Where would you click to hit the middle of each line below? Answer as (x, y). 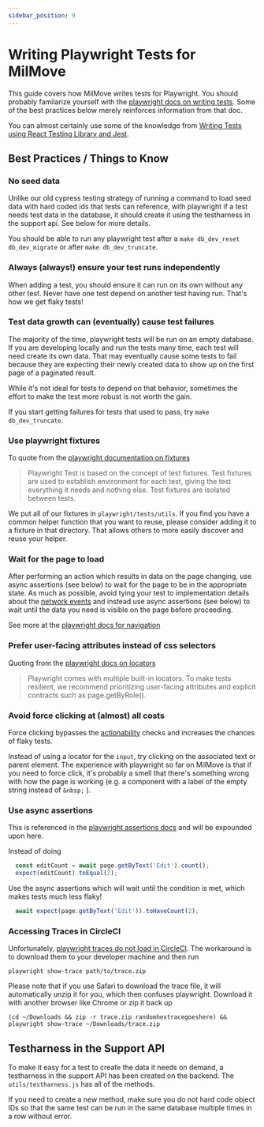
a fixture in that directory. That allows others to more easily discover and (126, 531)
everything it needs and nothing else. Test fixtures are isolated (129, 490)
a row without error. (40, 1116)
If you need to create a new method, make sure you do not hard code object (132, 1099)
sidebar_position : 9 (42, 15)
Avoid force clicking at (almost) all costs (87, 716)
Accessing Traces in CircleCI (65, 931)
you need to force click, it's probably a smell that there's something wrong (129, 773)
